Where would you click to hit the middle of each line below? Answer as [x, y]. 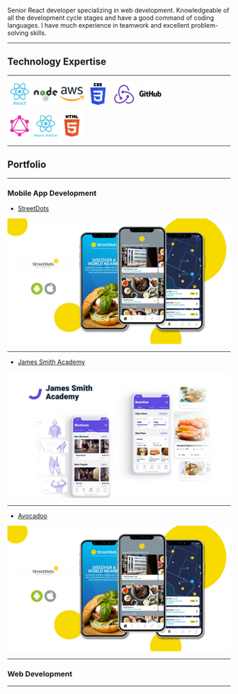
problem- [204, 25]
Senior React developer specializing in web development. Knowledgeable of [118, 10]
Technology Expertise [57, 62]
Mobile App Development [52, 193]
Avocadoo [32, 516]
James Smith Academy [51, 362]
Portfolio [27, 165]
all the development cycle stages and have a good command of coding [111, 18]
